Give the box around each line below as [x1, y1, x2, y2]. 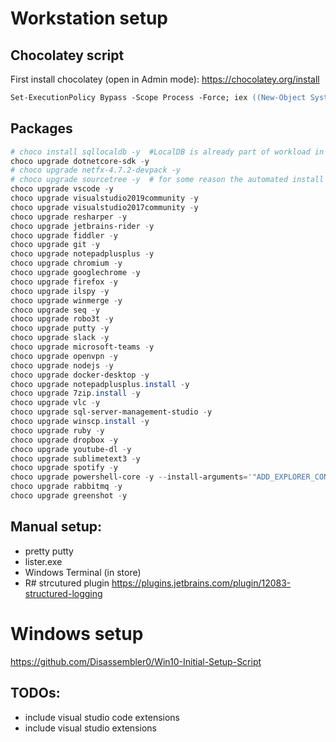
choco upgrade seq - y [10, 305, 101, 315]
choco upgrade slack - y [10, 333, 110, 343]
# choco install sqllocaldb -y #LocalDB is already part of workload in [10, 147, 325, 157]
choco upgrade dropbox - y [10, 435, 118, 445]
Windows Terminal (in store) [24, 566, 142, 578]
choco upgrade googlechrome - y [10, 268, 141, 278]
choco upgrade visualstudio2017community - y [10, 202, 199, 212]
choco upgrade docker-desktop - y [10, 370, 150, 380]
